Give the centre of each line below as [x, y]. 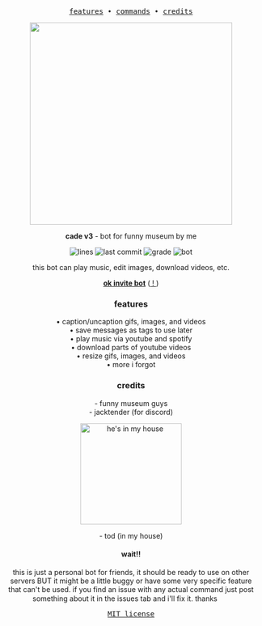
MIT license [131, 613]
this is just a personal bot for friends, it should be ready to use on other [131, 572]
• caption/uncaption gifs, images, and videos [131, 322]
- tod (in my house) [131, 535]
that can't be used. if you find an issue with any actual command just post [131, 589]
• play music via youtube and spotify [131, 339]
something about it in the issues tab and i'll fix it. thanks [125, 599]
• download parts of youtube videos [131, 348]
